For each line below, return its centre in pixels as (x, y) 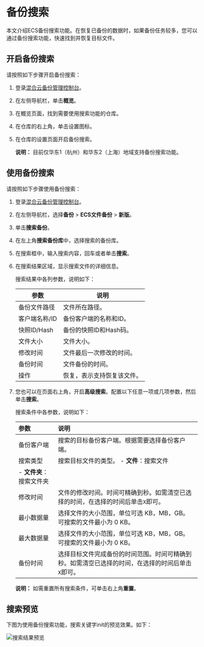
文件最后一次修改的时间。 (100, 352)
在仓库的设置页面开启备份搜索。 (55, 139)
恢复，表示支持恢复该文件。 (103, 375)
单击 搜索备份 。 (34, 227)
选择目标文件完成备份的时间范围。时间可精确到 (125, 554)
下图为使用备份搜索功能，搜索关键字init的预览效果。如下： (79, 625)
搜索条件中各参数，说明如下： (52, 412)
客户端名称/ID (38, 318)
